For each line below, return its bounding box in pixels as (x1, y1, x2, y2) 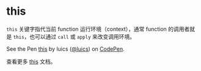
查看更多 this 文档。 (6, 58, 56, 65)
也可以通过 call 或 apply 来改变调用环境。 (29, 32, 136, 40)
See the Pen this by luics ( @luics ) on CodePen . (6, 45, 125, 53)
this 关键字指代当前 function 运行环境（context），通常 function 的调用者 (6, 25, 190, 32)
